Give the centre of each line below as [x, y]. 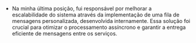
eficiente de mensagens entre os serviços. [64, 34]
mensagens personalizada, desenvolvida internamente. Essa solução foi [101, 21]
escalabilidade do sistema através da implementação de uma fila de [96, 15]
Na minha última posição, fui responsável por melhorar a [82, 9]
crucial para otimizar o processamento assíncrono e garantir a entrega [99, 27]
